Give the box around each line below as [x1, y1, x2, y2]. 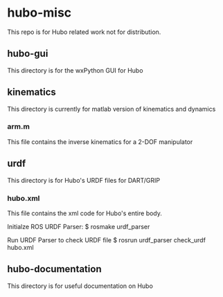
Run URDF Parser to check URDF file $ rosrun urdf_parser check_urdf [7, 235, 206, 244]
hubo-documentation [7, 263, 102, 275]
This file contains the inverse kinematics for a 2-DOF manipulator [7, 137, 193, 146]
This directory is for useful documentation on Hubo [7, 282, 154, 290]
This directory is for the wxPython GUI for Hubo [7, 66, 143, 74]
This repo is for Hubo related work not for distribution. [7, 28, 161, 36]
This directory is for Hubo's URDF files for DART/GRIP [7, 176, 161, 184]
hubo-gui [7, 48, 48, 60]
